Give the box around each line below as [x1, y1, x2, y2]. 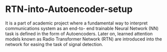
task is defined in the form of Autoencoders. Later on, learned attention [5, 30, 153, 36]
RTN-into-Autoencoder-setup [5, 3, 133, 15]
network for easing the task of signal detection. [5, 41, 103, 47]
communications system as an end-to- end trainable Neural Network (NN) [5, 25, 159, 31]
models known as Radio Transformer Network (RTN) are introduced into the [5, 36, 162, 42]
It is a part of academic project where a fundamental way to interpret [5, 20, 148, 26]
